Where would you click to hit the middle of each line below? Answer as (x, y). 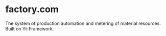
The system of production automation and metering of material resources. (83, 23)
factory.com (32, 9)
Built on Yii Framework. (30, 28)
